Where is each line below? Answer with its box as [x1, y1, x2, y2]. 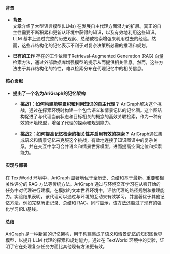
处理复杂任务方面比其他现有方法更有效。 [22, 243, 107, 249]
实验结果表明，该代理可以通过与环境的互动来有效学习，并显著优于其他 [14, 193, 160, 199]
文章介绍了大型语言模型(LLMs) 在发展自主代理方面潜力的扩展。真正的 [12, 23, 157, 29]
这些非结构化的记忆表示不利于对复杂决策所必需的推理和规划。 [21, 42, 150, 48]
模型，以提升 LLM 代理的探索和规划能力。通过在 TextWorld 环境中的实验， [5, 237, 160, 243]
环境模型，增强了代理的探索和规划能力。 [29, 120, 114, 126]
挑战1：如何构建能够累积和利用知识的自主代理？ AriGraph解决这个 [20, 101, 158, 107]
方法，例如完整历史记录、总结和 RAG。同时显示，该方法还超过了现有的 [9, 200, 158, 206]
